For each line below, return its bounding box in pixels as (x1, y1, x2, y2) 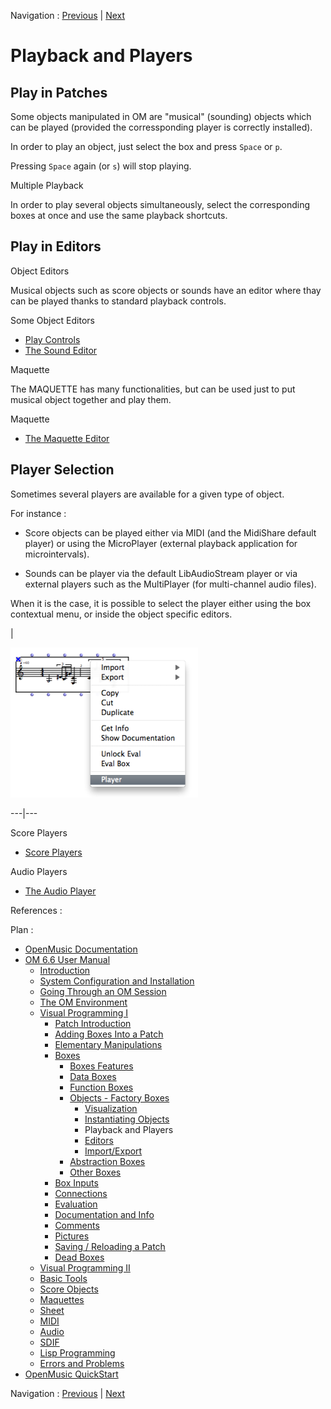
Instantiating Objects (84, 1113, 170, 1125)
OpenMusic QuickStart (24, 1368, 119, 1380)
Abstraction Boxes (69, 1155, 146, 1167)
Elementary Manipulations (54, 1038, 163, 1050)
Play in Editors (10, 238, 102, 255)
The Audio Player (24, 885, 97, 897)
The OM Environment (39, 996, 128, 1008)
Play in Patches (10, 84, 108, 101)
